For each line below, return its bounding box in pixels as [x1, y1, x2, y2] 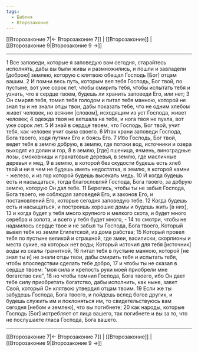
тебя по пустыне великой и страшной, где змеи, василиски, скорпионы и [6, 234, 191, 242]
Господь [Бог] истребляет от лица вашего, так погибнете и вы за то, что [6, 310, 188, 317]
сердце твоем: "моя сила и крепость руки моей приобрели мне [6, 266, 168, 273]
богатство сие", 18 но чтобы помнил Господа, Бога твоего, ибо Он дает [6, 272, 186, 279]
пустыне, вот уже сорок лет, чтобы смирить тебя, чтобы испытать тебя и [6, 84, 190, 92]
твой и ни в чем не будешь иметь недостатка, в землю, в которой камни [6, 166, 190, 173]
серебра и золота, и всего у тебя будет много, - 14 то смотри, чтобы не [6, 216, 187, 223]
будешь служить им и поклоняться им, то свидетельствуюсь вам [6, 298, 172, 305]
